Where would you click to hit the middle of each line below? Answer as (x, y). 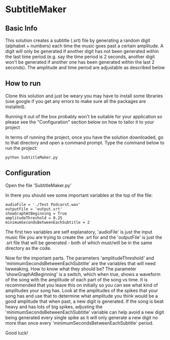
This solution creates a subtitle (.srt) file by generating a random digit (78, 40)
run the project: (21, 148)
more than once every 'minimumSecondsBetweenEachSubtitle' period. (79, 323)
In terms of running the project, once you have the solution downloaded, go (84, 137)
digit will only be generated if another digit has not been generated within (82, 51)
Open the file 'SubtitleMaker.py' (38, 185)
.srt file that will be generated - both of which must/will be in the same (79, 243)
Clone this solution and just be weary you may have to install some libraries (84, 96)
